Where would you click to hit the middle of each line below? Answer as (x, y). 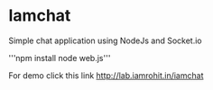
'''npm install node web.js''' (60, 58)
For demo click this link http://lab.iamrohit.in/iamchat (106, 75)
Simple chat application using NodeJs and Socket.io (105, 40)
